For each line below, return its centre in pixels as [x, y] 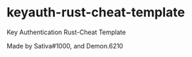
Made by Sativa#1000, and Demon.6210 [65, 46]
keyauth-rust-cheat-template [96, 12]
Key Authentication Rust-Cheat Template [66, 32]
